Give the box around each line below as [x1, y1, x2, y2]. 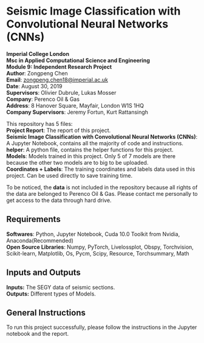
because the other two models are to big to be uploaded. [6, 159, 149, 166]
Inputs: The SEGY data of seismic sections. [6, 283, 115, 291]
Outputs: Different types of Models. [6, 290, 96, 297]
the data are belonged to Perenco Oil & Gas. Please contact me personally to [6, 190, 198, 197]
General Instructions [6, 307, 86, 317]
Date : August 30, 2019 [6, 82, 63, 89]
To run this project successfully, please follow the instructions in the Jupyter [6, 324, 197, 331]
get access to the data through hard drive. [6, 196, 112, 204]
